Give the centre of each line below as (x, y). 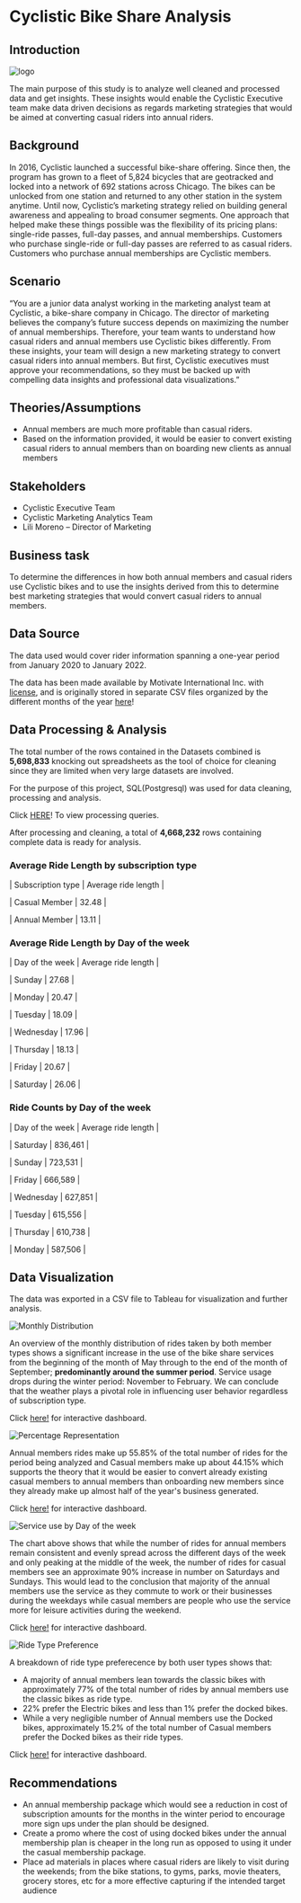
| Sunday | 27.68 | (42, 980)
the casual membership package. (84, 1853)
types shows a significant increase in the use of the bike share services (142, 1353)
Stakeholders (48, 486)
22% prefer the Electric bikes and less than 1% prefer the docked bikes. (155, 1709)
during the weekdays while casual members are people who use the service (150, 1601)
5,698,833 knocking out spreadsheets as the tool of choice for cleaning (143, 760)
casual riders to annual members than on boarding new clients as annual (157, 449)
